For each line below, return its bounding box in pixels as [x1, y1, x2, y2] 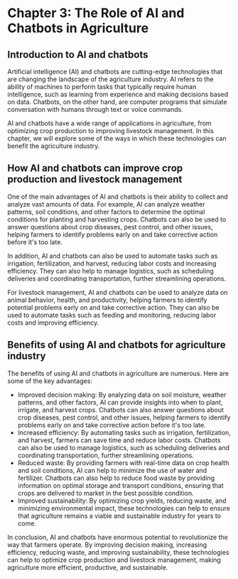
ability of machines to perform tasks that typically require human [7, 83, 197, 90]
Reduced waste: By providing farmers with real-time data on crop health [17, 458, 229, 467]
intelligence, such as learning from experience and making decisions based [7, 90, 229, 98]
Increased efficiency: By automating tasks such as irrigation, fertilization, [17, 428, 231, 437]
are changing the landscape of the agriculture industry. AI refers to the [7, 75, 214, 83]
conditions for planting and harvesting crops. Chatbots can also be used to [7, 215, 227, 224]
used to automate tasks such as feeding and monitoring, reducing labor [7, 311, 217, 319]
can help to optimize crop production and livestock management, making [7, 555, 222, 564]
